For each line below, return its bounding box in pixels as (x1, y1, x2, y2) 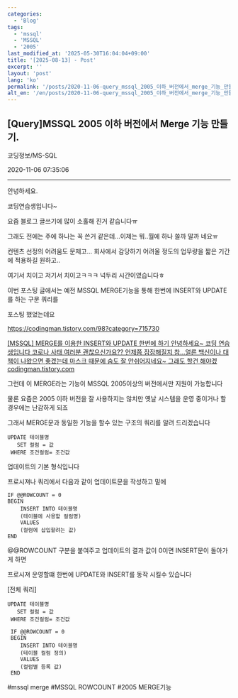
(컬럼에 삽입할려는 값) (20, 526, 76, 533)
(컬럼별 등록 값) (20, 663, 62, 670)
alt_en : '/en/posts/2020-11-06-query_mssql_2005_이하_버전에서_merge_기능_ (7, 89, 225, 97)
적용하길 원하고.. (14, 256, 60, 264)
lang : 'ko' (7, 76, 40, 84)
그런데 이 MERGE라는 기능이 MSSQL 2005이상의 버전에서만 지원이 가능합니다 (7, 379, 223, 388)
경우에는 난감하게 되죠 (7, 403, 69, 412)
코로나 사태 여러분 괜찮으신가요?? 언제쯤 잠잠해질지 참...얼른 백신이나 (31, 347, 222, 356)
